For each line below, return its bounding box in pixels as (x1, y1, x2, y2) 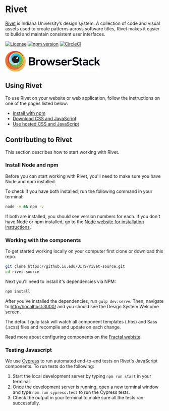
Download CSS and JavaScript (12, 115, 77, 121)
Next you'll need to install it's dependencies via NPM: (5, 278, 116, 284)
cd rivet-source (5, 269, 39, 274)
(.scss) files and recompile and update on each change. (5, 324, 121, 330)
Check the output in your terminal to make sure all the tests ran (12, 394, 144, 400)
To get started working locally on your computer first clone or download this (5, 248, 163, 254)
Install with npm (12, 110, 46, 116)
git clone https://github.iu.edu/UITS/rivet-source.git (5, 264, 125, 269)
